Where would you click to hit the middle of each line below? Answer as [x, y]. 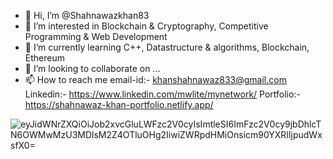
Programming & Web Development [96, 36]
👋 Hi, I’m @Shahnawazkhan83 [87, 15]
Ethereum [44, 58]
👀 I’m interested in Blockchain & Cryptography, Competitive [146, 26]
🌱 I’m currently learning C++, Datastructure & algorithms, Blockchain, [167, 47]
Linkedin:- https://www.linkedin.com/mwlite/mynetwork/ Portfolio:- [162, 94]
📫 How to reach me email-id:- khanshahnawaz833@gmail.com [155, 79]
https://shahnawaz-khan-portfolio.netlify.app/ [119, 104]
